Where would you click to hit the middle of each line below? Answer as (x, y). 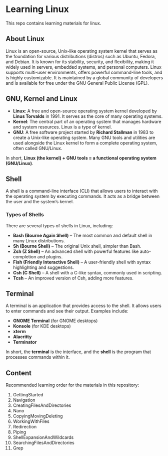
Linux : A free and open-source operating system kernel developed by (85, 111)
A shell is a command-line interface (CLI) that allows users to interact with (82, 191)
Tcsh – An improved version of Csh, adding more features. (73, 278)
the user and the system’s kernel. (40, 202)
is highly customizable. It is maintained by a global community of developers (84, 78)
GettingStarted (28, 395)
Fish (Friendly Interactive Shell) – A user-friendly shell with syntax (82, 262)
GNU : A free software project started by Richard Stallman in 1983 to (83, 132)
